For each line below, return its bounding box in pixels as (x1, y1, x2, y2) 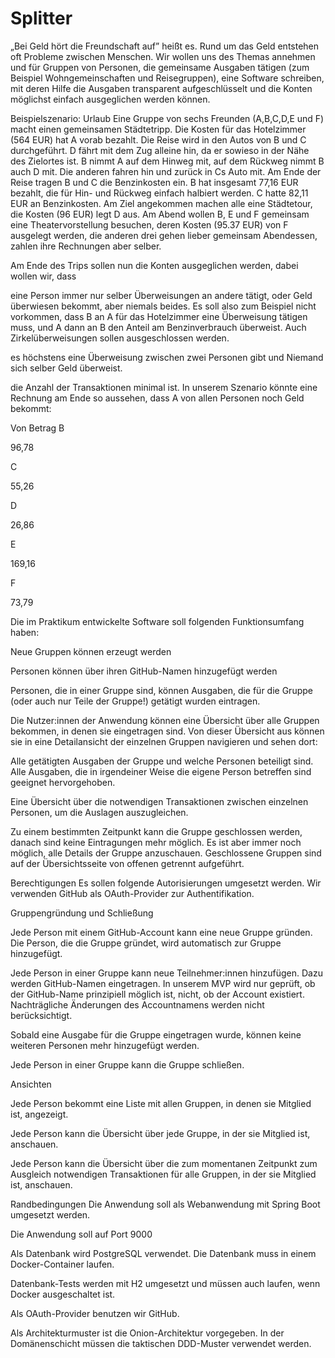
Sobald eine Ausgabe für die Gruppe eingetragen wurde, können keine (10, 1028, 302, 1041)
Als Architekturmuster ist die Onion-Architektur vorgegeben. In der (10, 1327, 285, 1339)
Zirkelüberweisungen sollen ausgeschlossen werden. (10, 332, 230, 344)
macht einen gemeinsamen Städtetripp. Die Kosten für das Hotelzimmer (10, 123, 307, 135)
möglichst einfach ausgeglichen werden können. (10, 93, 211, 105)
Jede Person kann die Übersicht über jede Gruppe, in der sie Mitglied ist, (10, 1127, 311, 1139)
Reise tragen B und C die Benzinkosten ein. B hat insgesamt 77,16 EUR (10, 176, 299, 188)
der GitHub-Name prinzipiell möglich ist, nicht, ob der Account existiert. (10, 988, 305, 1000)
